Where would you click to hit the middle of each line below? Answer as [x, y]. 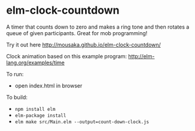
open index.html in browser [48, 85]
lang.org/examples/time [35, 63]
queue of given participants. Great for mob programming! [77, 33]
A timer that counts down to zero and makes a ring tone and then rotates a [98, 27]
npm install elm [35, 109]
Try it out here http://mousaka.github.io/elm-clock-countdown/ [84, 45]
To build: [17, 97]
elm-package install [40, 116]
